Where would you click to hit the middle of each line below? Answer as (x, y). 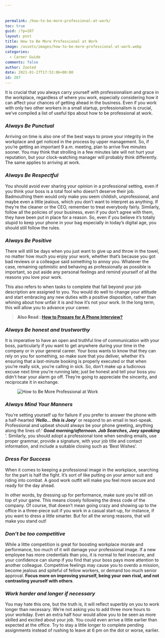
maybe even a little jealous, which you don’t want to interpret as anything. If (82, 202)
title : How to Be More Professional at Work (51, 42)
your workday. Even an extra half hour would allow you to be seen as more (81, 615)
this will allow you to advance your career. (48, 307)
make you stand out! (26, 521)
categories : (17, 52)
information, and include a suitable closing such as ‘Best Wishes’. (71, 446)
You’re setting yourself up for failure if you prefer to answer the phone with (81, 415)
